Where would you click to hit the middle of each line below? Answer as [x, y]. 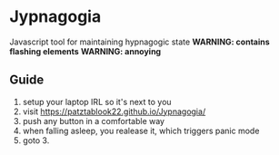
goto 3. [36, 140]
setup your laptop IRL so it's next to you [97, 102]
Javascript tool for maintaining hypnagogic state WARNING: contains [139, 42]
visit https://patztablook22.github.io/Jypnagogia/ [114, 111]
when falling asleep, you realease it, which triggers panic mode [141, 131]
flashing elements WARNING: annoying [85, 51]
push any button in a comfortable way [94, 121]
